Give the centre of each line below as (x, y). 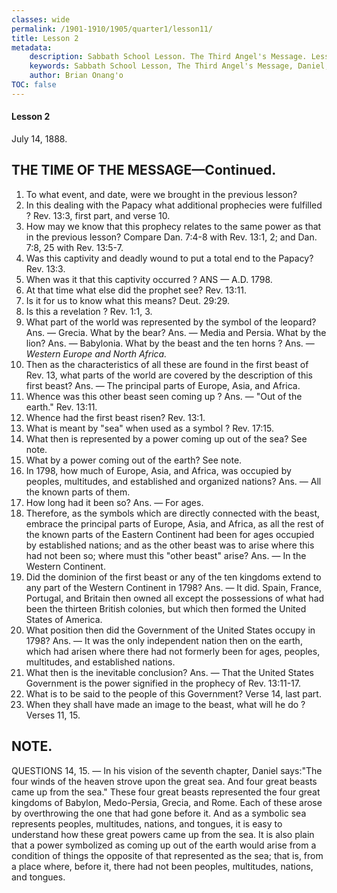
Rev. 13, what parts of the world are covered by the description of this (169, 375)
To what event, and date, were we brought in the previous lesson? (161, 194)
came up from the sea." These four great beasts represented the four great (166, 792)
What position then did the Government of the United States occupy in (170, 630)
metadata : (32, 47)
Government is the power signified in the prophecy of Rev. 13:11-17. (163, 683)
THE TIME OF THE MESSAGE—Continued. (144, 170)
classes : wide (41, 19)
